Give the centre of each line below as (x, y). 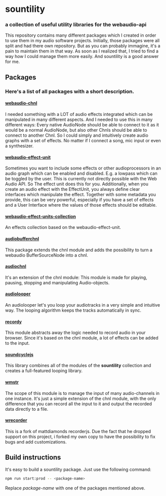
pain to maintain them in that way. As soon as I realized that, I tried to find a (82, 51)
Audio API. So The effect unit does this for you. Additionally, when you (77, 184)
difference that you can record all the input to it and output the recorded (79, 404)
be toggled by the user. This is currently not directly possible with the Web (81, 179)
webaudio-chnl (21, 103)
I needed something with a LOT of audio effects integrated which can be (79, 114)
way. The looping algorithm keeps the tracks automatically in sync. (73, 310)
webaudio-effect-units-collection (41, 216)
